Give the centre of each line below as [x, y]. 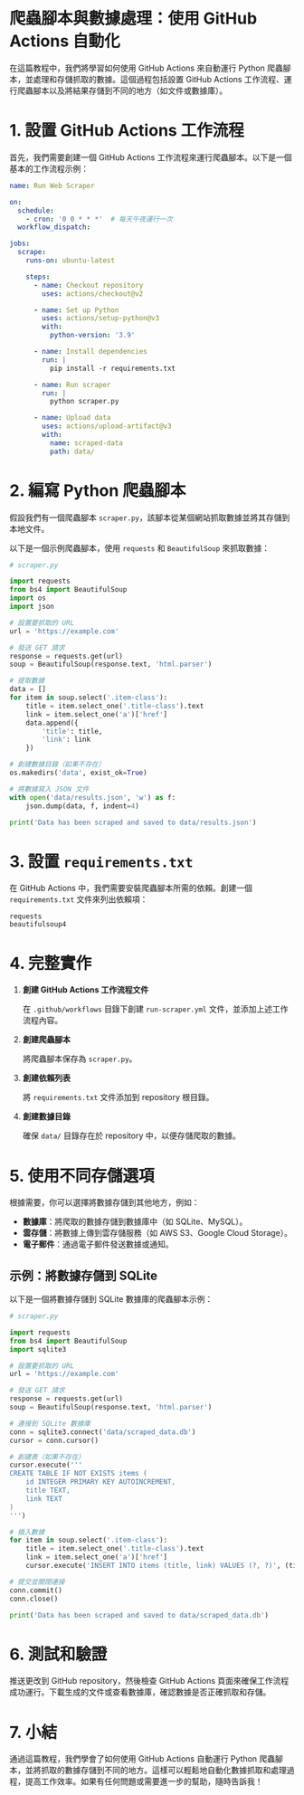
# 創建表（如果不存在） [47, 1457]
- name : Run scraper [72, 385]
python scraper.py [84, 402]
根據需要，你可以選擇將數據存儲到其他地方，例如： [104, 1202]
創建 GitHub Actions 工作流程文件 [85, 990]
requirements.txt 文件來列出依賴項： [79, 899]
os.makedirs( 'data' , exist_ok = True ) [78, 773]
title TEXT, [48, 1491]
